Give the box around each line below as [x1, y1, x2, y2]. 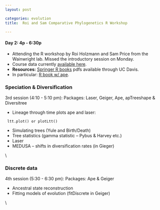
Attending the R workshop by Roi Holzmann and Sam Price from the [12, 51, 149, 57]
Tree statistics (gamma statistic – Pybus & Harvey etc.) [12, 132, 122, 138]
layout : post [5, 7, 32, 12]
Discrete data [5, 165, 38, 171]
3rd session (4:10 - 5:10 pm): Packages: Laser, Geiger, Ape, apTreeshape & [5, 95, 156, 101]
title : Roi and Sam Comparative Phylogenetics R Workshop [5, 21, 128, 25]
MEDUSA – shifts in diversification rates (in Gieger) [12, 143, 115, 149]
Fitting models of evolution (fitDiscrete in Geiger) [12, 190, 111, 196]
